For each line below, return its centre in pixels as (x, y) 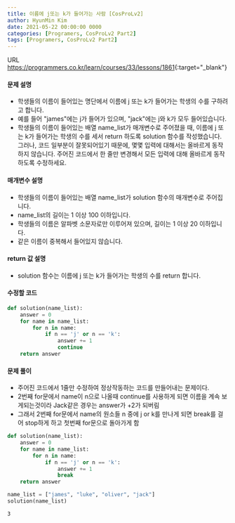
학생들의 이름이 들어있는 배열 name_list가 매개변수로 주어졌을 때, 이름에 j (117, 128)
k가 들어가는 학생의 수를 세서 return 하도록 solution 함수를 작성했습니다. (123, 136)
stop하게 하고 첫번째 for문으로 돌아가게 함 (82, 423)
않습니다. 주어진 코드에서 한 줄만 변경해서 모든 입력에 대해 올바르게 (121, 154)
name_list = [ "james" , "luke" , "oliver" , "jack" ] (81, 495)
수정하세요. (51, 163)
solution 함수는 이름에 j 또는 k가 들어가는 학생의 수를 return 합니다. (109, 276)
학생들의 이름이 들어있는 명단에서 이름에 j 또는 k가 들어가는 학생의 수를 (113, 101)
